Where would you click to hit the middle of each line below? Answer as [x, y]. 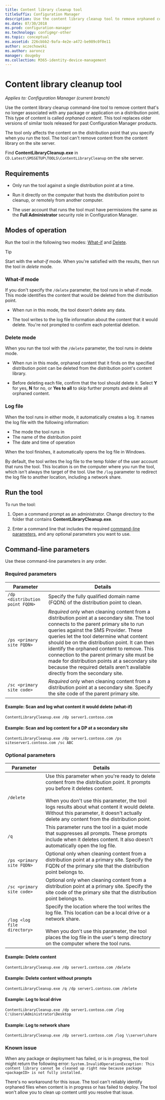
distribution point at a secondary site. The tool [101, 617]
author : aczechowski [26, 46]
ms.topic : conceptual [27, 37]
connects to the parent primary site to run [96, 624]
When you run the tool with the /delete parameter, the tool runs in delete [79, 348]
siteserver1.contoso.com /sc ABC [39, 743]
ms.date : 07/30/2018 [26, 23]
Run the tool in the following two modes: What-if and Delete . [66, 242]
